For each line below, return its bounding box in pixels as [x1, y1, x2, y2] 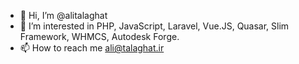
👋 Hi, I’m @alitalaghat [19, 10, 108, 21]
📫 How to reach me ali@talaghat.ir [19, 42, 165, 54]
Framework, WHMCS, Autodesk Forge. [19, 31, 180, 42]
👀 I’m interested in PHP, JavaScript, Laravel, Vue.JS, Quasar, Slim [19, 20, 290, 32]
